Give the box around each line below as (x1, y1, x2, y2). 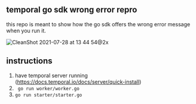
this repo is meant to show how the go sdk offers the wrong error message (6, 20, 191, 27)
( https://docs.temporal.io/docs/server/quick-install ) (14, 78, 142, 85)
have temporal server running (14, 72, 88, 79)
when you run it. (6, 27, 47, 34)
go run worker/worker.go (17, 85, 79, 91)
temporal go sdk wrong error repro (6, 5, 137, 15)
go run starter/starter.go (14, 92, 82, 98)
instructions (6, 56, 53, 66)
